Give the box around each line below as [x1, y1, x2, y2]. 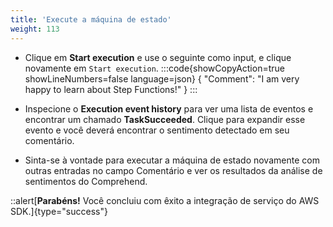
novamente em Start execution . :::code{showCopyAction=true [24, 62, 285, 74]
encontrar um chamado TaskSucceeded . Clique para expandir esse [24, 113, 306, 125]
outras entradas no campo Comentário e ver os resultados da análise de [24, 164, 323, 176]
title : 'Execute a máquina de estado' [10, 14, 172, 25]
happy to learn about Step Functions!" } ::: [24, 83, 198, 95]
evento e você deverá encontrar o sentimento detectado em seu [24, 124, 290, 136]
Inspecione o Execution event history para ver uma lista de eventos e [24, 102, 314, 115]
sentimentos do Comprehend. [24, 175, 148, 187]
